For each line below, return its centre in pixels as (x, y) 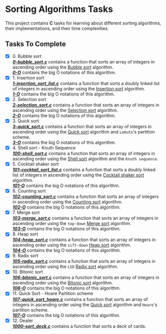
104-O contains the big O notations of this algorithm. (67, 250)
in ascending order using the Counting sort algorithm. (67, 202)
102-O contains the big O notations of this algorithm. (67, 207)
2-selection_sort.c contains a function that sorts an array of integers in (86, 105)
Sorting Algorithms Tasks (59, 9)
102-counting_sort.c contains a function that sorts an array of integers (85, 196)
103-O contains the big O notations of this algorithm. (67, 229)
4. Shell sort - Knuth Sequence (44, 148)
